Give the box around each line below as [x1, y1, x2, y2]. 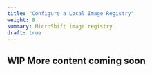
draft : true [7, 29, 41, 36]
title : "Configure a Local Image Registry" [7, 10, 135, 17]
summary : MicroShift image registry [7, 23, 113, 30]
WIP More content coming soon [7, 54, 146, 66]
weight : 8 [7, 17, 36, 23]
